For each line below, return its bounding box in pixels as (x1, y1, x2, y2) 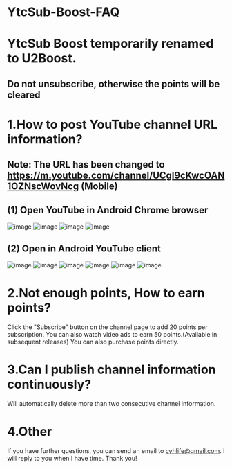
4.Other (7, 424, 52, 440)
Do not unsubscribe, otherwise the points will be (7, 78, 220, 90)
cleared (7, 89, 41, 100)
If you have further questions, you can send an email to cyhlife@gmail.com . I (7, 446, 225, 454)
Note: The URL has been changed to (7, 159, 165, 170)
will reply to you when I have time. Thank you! (7, 454, 137, 462)
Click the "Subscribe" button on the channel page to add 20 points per (7, 323, 209, 331)
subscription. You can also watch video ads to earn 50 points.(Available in (7, 330, 217, 338)
